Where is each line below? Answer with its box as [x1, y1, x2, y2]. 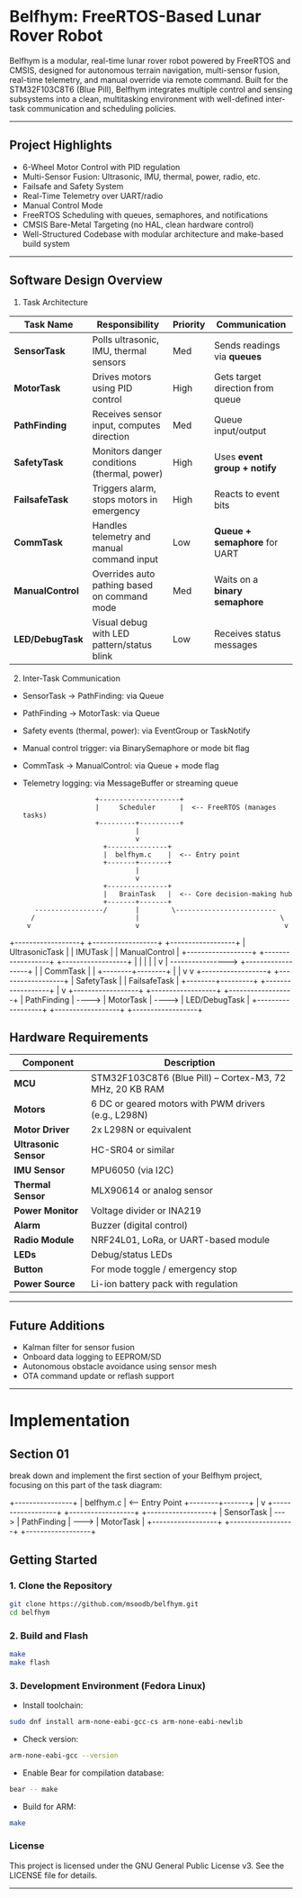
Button [13, 1263, 43, 1276]
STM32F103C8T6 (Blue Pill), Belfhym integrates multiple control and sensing [9, 84, 293, 95]
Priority [172, 318, 206, 331]
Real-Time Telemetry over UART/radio [22, 190, 164, 201]
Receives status [214, 627, 281, 640]
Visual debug [92, 615, 148, 628]
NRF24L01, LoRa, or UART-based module [91, 1234, 271, 1247]
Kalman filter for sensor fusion [22, 1342, 135, 1353]
